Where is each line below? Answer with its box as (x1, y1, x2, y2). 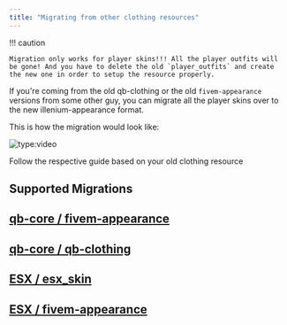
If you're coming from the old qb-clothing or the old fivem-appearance (9, 85, 262, 96)
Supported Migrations (9, 182, 133, 197)
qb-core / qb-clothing (9, 241, 132, 257)
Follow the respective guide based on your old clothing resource (9, 156, 244, 166)
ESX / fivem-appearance (9, 302, 147, 317)
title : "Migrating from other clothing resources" (9, 12, 200, 22)
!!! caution (9, 37, 46, 48)
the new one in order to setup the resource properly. (9, 70, 215, 79)
